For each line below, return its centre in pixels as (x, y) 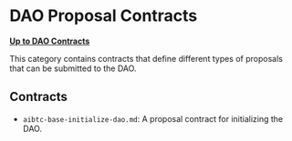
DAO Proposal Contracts (104, 16)
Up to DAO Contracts (50, 41)
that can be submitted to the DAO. (73, 68)
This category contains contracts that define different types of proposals (146, 58)
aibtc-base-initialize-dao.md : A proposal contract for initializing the (153, 118)
